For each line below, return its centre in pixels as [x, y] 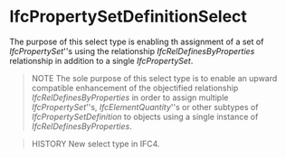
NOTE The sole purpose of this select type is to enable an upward [154, 78]
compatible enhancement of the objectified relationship [135, 88]
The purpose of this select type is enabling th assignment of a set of [137, 42]
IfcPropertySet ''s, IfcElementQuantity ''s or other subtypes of [145, 107]
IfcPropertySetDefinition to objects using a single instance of [145, 116]
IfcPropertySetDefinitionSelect [128, 17]
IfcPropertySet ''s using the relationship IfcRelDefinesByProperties [132, 51]
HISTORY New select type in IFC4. [95, 144]
